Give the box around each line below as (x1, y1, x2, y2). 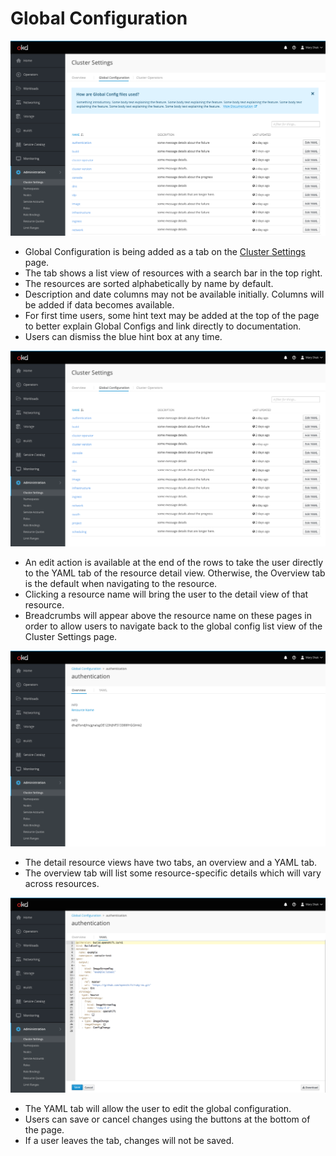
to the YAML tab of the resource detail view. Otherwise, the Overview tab (24, 567, 326, 579)
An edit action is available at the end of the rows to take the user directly (24, 557, 324, 568)
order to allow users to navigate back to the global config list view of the (24, 620, 323, 632)
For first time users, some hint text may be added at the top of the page (24, 310, 320, 322)
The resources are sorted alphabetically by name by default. (24, 278, 274, 290)
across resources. (24, 877, 100, 889)
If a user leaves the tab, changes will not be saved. (24, 1135, 235, 1147)
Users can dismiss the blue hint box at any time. (24, 331, 223, 343)
